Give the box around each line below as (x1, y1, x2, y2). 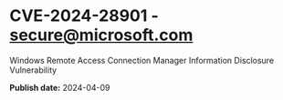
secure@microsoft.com (9, 25, 194, 45)
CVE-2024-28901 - (9, 5, 159, 26)
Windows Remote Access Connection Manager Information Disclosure (9, 55, 275, 65)
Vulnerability (9, 65, 58, 75)
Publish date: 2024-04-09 (9, 82, 110, 93)
